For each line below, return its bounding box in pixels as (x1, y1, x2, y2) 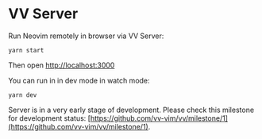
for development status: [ (8, 113, 91, 123)
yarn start (8, 46, 44, 54)
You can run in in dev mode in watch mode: (8, 75, 150, 85)
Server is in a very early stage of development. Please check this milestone (8, 105, 255, 114)
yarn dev (8, 91, 37, 99)
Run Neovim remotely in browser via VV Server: (8, 31, 164, 41)
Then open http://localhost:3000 (8, 60, 115, 70)
